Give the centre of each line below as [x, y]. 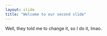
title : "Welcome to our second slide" [46, 14]
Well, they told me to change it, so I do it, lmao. [54, 28]
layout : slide [20, 10]
